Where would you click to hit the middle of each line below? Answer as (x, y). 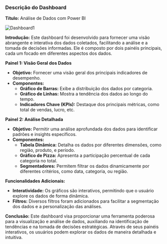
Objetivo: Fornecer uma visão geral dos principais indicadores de (80, 73)
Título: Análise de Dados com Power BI (46, 18)
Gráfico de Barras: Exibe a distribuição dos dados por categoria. (86, 89)
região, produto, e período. (47, 150)
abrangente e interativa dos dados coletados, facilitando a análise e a (77, 43)
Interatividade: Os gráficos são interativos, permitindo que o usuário (83, 191)
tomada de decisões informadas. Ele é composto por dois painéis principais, (83, 48)
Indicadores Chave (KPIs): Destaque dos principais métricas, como (89, 105)
